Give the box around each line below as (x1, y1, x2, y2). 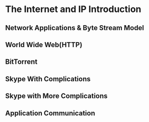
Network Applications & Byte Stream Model (5, 24, 144, 32)
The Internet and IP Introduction (5, 4, 142, 15)
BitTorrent (5, 58, 38, 66)
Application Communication (5, 109, 96, 117)
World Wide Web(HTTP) (5, 40, 83, 49)
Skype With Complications (5, 74, 91, 83)
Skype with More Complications (5, 92, 108, 100)
